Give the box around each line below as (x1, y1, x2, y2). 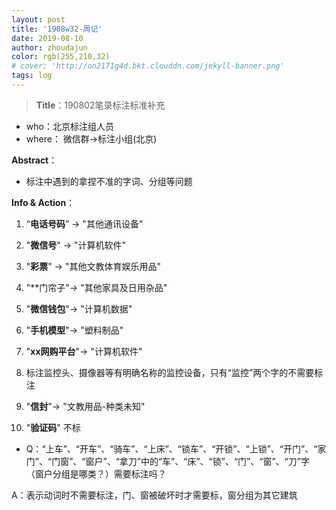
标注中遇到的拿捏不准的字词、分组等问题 (25, 175, 193, 187)
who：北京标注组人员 (25, 120, 114, 132)
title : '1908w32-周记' (11, 24, 103, 34)
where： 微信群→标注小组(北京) (25, 132, 158, 145)
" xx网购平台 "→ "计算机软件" (25, 345, 143, 357)
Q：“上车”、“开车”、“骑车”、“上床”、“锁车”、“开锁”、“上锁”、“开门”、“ (25, 442, 318, 455)
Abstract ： (11, 154, 58, 166)
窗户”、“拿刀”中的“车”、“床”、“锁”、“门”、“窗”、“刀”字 (85, 455, 310, 467)
